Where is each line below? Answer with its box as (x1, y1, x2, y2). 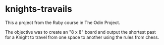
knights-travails (5, 3, 72, 15)
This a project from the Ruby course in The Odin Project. (5, 20, 120, 25)
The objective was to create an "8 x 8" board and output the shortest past (5, 29, 156, 35)
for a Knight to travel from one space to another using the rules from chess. (5, 34, 160, 40)
